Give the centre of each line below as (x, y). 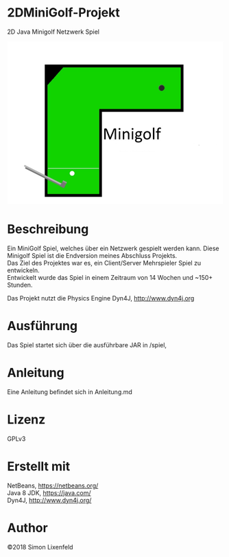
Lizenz (26, 419)
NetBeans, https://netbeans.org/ (53, 485)
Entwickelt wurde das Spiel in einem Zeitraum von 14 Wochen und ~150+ (110, 277)
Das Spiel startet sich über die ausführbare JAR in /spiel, (87, 345)
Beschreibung (48, 229)
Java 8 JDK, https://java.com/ (49, 492)
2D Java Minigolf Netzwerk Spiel (53, 32)
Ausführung (42, 326)
